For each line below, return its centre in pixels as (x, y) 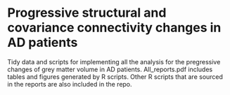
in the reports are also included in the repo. (70, 84)
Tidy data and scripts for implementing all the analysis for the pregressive (114, 61)
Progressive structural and (87, 13)
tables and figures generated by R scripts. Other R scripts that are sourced (115, 76)
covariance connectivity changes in (114, 28)
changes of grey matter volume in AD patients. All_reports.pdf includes (110, 69)
